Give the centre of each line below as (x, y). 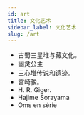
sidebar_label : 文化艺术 (42, 27)
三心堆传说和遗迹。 (46, 73)
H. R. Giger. (35, 90)
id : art (19, 14)
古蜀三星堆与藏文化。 (49, 55)
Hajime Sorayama (43, 98)
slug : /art (23, 34)
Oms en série (37, 105)
